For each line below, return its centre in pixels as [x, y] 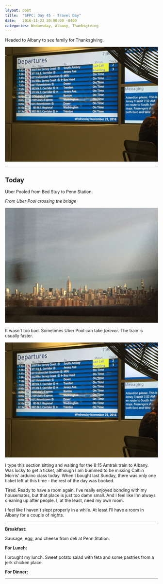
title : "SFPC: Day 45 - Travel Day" [43, 15]
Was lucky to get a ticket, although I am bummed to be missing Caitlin [75, 470]
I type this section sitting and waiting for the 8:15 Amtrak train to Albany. [77, 465]
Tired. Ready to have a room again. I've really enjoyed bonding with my [76, 490]
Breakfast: [16, 529]
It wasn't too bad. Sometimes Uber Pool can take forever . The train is [74, 331]
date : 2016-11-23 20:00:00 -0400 [41, 20]
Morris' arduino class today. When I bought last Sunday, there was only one [81, 476]
